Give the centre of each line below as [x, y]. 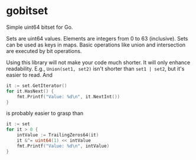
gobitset [27, 11]
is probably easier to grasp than [45, 114]
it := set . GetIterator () [37, 86]
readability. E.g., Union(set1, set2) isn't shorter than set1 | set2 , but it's [95, 68]
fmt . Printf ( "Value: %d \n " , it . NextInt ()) [68, 96]
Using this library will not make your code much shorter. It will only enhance [98, 62]
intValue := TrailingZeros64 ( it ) [58, 135]
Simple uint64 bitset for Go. [40, 27]
